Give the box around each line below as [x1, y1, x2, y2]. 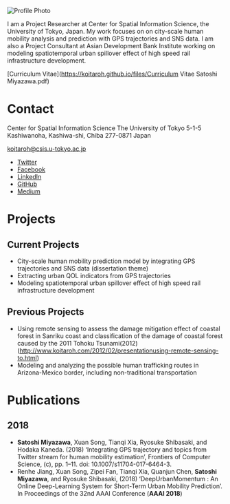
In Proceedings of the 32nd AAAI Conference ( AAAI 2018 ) [16, 489, 183, 497]
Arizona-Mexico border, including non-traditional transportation [16, 368, 197, 377]
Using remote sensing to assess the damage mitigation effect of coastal [16, 324, 221, 333]
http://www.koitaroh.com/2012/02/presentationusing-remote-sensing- [19, 346, 219, 355]
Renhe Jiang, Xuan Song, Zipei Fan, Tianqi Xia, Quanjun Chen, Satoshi [16, 467, 218, 475]
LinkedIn [16, 172, 42, 180]
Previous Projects [7, 306, 84, 318]
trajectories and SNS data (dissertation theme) [16, 264, 149, 272]
